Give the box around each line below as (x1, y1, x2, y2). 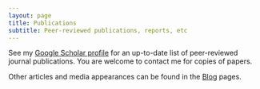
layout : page (8, 11, 52, 20)
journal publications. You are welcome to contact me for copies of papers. (8, 56, 253, 66)
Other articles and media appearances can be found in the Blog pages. (8, 72, 242, 82)
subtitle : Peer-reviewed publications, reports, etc (8, 26, 188, 34)
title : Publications (8, 19, 78, 27)
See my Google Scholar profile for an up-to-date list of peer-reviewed (8, 48, 238, 58)
